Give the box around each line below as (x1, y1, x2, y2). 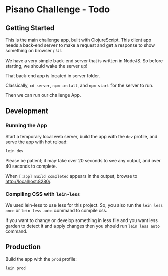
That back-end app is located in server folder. (5, 73, 100, 79)
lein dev (5, 148, 24, 153)
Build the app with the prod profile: (5, 256, 77, 262)
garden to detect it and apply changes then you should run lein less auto (5, 223, 160, 229)
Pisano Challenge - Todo (5, 4, 110, 15)
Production (5, 243, 41, 251)
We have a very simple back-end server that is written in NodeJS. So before (5, 58, 163, 64)
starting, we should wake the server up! (5, 63, 88, 69)
